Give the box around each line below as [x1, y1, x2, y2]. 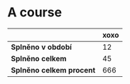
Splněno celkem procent [11, 65, 96, 75]
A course [7, 4, 63, 21]
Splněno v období [11, 42, 72, 52]
